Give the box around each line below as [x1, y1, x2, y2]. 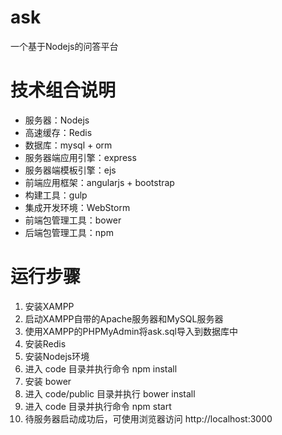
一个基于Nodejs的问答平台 [10, 40, 119, 52]
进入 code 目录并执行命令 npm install [24, 362, 178, 375]
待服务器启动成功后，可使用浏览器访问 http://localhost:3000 [24, 412, 273, 425]
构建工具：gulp [24, 189, 88, 201]
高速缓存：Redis [24, 126, 93, 138]
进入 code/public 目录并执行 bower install [24, 387, 196, 400]
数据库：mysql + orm [24, 139, 113, 151]
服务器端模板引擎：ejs [24, 164, 117, 176]
